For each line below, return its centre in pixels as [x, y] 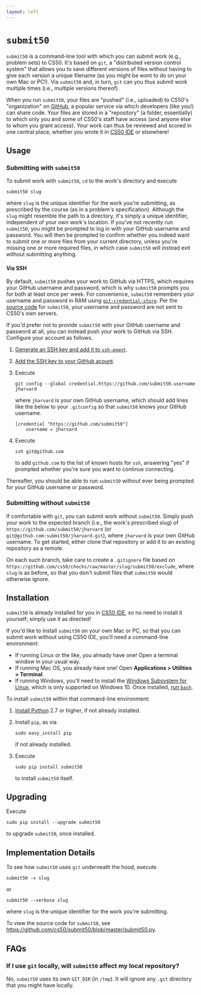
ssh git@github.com [39, 452]
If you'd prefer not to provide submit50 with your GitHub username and [93, 325]
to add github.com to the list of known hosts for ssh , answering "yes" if [102, 463]
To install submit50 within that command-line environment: [78, 699]
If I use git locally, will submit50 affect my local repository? [93, 965]
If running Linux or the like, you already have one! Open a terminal [96, 655]
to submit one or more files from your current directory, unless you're [92, 242]
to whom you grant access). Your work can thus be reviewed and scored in [99, 125]
